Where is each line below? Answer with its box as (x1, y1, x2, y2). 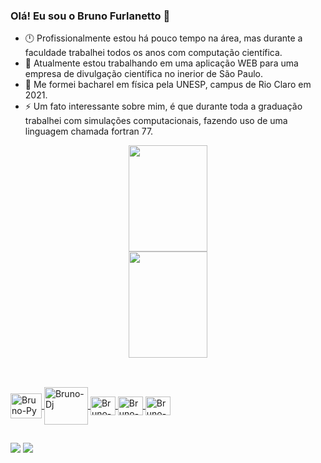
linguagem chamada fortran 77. (24, 125, 154, 138)
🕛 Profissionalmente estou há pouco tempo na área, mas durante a (24, 32, 303, 44)
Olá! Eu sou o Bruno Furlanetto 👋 (10, 9, 171, 23)
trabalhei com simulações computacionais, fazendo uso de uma (24, 115, 288, 127)
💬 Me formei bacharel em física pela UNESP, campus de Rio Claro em (24, 79, 312, 91)
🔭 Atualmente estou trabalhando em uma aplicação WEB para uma (24, 57, 299, 69)
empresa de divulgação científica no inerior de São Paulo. (24, 68, 264, 80)
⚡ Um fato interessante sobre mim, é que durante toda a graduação (24, 100, 303, 113)
